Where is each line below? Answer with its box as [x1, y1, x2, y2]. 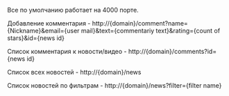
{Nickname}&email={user [7, 27, 80, 35]
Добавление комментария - [7, 19, 91, 27]
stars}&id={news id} [7, 34, 65, 42]
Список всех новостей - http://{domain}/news [7, 68, 142, 76]
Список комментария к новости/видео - [7, 48, 127, 55]
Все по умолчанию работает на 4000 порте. [7, 6, 139, 14]
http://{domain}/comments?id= [128, 48, 217, 55]
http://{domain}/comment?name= [92, 19, 189, 27]
